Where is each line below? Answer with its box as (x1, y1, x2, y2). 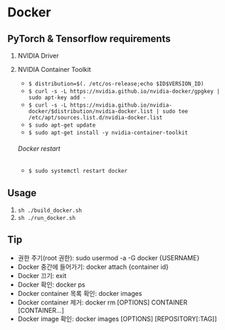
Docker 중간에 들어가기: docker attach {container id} (17, 262, 169, 271)
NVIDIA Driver (17, 51, 59, 60)
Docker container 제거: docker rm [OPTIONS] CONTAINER (17, 298, 187, 307)
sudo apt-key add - (28, 94, 87, 101)
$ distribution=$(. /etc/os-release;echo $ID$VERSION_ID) (28, 80, 204, 87)
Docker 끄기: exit (17, 271, 67, 280)
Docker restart (17, 144, 61, 153)
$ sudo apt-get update (28, 122, 96, 129)
